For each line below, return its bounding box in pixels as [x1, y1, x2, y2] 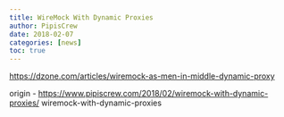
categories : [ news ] [9, 38, 82, 47]
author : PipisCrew [9, 21, 78, 30]
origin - [9, 88, 37, 99]
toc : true [9, 46, 46, 55]
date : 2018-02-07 [9, 29, 74, 38]
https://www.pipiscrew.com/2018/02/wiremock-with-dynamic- [38, 88, 269, 99]
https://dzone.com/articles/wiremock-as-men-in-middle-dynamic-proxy [9, 71, 275, 81]
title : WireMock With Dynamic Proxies [9, 13, 154, 22]
